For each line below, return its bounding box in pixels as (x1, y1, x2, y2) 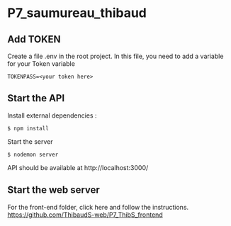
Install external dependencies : (7, 111, 97, 120)
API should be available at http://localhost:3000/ (7, 163, 149, 171)
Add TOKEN (7, 33, 62, 45)
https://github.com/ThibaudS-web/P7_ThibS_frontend (7, 210, 163, 219)
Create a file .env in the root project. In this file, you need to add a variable (7, 52, 224, 60)
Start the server (7, 137, 53, 146)
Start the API (7, 92, 65, 104)
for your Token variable (7, 60, 76, 68)
